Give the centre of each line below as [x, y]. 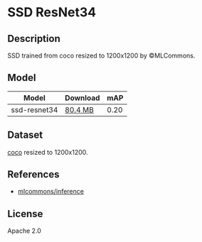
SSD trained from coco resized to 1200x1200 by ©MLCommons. [101, 55]
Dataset [25, 135]
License [25, 214]
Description [34, 39]
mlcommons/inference [51, 192]
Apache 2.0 [24, 231]
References [33, 175]
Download [83, 98]
